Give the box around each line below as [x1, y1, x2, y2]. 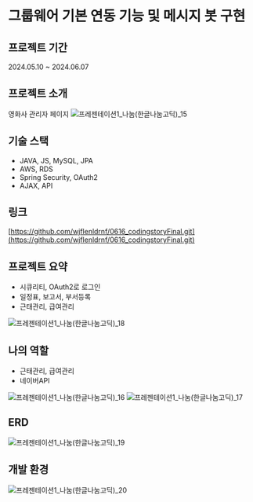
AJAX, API [19, 181, 53, 190]
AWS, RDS [19, 164, 53, 174]
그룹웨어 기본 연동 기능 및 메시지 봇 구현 [8, 7, 246, 25]
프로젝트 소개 [8, 87, 68, 101]
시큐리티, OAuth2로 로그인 [19, 282, 101, 291]
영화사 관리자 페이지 [8, 109, 69, 119]
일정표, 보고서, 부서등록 [19, 292, 92, 302]
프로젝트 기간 [8, 41, 68, 54]
